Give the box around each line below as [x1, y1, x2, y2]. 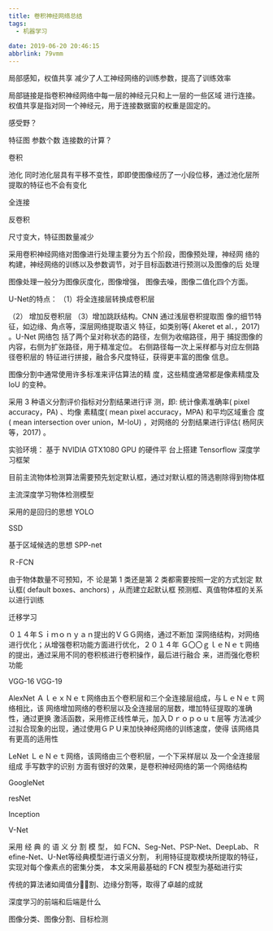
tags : [8, 20, 27, 28]
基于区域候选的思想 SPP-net [8, 540, 102, 550]
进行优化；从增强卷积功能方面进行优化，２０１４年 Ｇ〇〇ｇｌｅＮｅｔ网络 [8, 640, 260, 649]
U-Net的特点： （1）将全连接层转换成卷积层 [8, 294, 155, 304]
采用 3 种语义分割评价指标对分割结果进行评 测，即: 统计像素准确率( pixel [8, 397, 250, 406]
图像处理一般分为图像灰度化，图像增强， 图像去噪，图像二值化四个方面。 [8, 277, 253, 286]
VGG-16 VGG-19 [8, 677, 63, 686]
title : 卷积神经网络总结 [8, 11, 83, 20]
